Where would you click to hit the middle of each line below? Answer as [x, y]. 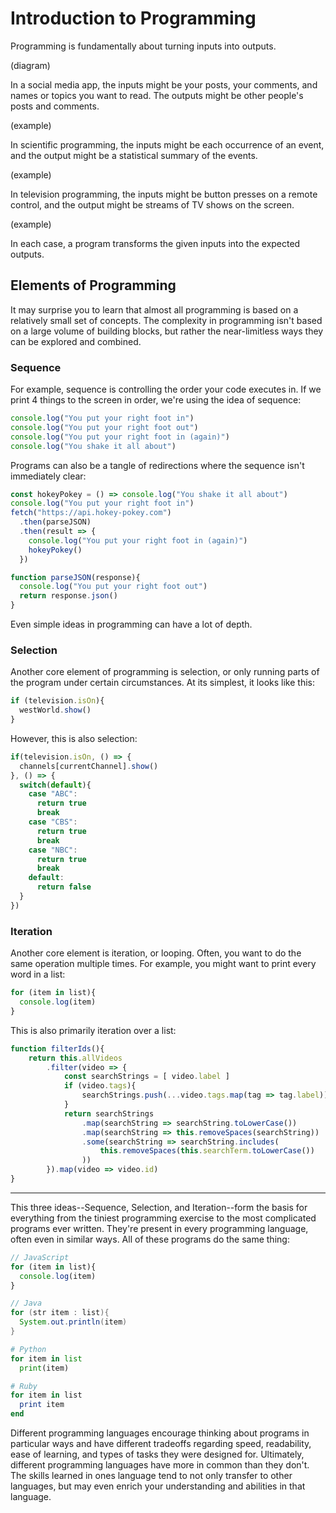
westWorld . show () [55, 710]
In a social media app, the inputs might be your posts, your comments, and [164, 84]
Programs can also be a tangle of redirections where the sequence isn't [157, 465]
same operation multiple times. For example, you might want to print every [163, 964]
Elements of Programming [93, 285]
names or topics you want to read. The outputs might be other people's [157, 95]
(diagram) [30, 65]
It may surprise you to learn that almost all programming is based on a [154, 309]
